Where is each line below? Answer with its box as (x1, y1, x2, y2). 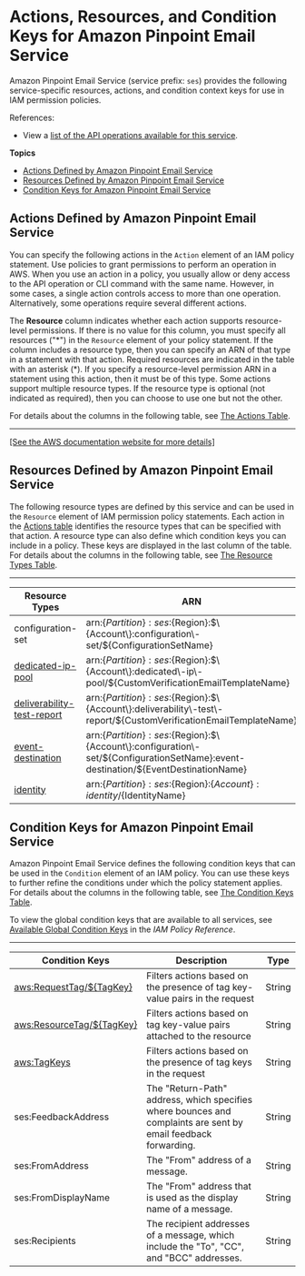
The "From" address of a (146, 1154, 251, 1167)
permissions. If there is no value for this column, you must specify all (28, 325, 286, 336)
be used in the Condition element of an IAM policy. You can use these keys (9, 867, 290, 879)
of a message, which (146, 1229, 235, 1241)
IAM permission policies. (9, 94, 102, 106)
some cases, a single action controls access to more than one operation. (9, 288, 281, 299)
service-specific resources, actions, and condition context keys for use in (9, 85, 285, 96)
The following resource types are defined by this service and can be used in (9, 501, 295, 511)
